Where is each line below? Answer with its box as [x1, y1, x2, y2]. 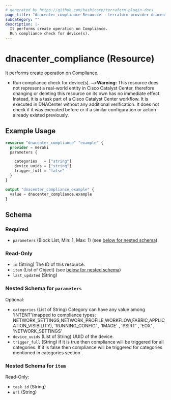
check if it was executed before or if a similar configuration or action [12, 106, 156, 112]
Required [5, 226, 28, 233]
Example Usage [5, 127, 56, 135]
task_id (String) [12, 383, 46, 389]
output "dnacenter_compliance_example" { [5, 187, 95, 192]
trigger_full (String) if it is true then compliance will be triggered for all [12, 339, 164, 345]
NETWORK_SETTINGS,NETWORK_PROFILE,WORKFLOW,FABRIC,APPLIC [12, 317, 165, 323]
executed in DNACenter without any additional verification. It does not [12, 101, 159, 107]
